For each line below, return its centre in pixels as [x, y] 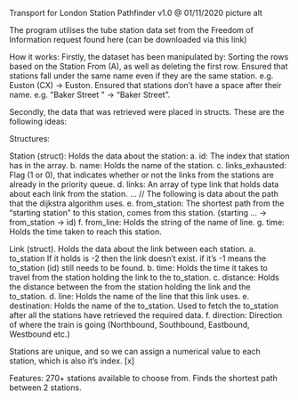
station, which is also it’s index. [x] [72, 361]
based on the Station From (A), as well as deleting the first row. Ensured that [149, 66]
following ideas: [38, 121]
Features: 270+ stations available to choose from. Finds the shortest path [143, 378]
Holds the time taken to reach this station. [85, 232]
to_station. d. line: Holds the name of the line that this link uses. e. [129, 296]
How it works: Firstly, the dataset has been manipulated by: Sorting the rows [149, 57]
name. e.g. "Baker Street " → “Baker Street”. [90, 94]
